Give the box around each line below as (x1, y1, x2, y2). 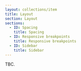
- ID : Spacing (9, 25, 38, 30)
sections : (5, 20, 25, 26)
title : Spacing (13, 30, 44, 35)
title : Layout (5, 12, 34, 17)
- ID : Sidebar (9, 43, 38, 48)
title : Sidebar (13, 48, 44, 53)
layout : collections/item (5, 7, 57, 12)
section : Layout (5, 16, 38, 21)
